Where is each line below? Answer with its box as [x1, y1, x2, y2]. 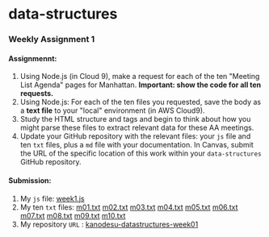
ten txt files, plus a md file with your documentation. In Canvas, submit [19, 140, 254, 150]
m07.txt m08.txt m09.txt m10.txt [19, 210, 126, 220]
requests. [19, 89, 54, 98]
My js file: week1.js [19, 193, 85, 203]
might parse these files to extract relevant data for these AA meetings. [19, 123, 254, 133]
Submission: [8, 175, 52, 185]
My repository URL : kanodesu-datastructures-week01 [19, 219, 199, 229]
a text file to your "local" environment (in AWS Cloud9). [19, 106, 205, 115]
